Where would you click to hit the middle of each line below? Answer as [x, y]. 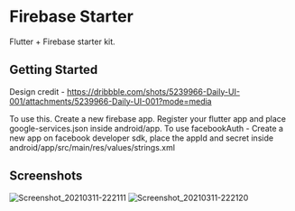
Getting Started [54, 70]
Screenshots [46, 176]
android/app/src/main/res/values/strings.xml [92, 147]
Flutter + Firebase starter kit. [62, 41]
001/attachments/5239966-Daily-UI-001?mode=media [111, 101]
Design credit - [37, 91]
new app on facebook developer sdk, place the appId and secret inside [141, 138]
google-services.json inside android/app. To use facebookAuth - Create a [147, 128]
